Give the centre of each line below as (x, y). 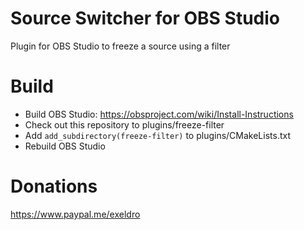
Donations (54, 186)
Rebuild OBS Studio (65, 146)
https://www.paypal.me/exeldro (75, 214)
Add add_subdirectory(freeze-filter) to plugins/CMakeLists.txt (158, 135)
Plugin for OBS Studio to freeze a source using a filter (120, 46)
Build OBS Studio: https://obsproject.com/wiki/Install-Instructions (159, 114)
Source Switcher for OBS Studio (145, 18)
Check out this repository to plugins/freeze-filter (124, 124)
